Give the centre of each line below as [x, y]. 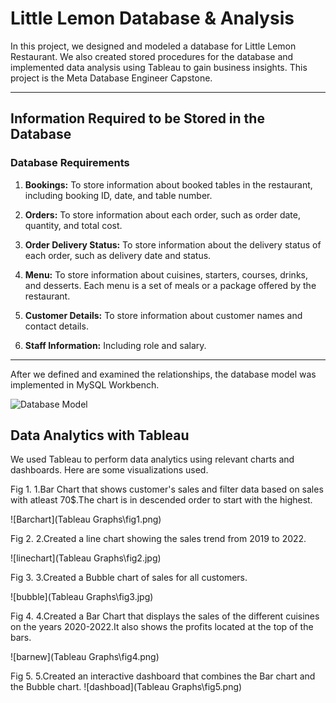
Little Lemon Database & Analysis [152, 18]
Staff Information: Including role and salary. [115, 345]
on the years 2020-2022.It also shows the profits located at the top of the [162, 627]
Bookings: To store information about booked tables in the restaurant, [168, 184]
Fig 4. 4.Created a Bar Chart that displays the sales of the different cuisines [165, 616]
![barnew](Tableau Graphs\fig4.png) [85, 657]
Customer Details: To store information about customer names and [163, 315]
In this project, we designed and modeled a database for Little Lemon [153, 46]
